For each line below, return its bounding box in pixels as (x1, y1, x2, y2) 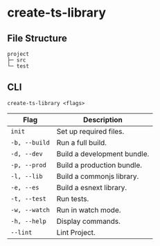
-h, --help (10, 217, 46, 225)
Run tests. (56, 193, 89, 203)
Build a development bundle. (56, 149, 150, 158)
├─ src (7, 57, 26, 64)
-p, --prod (10, 161, 46, 169)
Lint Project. (56, 227, 96, 237)
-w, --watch (10, 206, 51, 214)
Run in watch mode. (56, 205, 121, 215)
